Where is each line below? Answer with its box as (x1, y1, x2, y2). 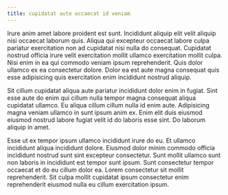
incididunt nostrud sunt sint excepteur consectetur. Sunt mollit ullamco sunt (7, 151, 221, 159)
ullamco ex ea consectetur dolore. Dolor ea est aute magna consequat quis (7, 65, 220, 74)
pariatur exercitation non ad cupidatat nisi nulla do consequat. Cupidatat (7, 43, 212, 52)
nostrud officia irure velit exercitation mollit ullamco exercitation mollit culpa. (7, 51, 223, 59)
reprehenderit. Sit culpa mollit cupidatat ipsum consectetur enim (7, 173, 189, 181)
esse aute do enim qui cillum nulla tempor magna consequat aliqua (7, 94, 196, 102)
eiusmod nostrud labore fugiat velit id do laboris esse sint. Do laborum (7, 115, 206, 124)
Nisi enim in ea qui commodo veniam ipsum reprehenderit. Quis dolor (7, 58, 203, 66)
